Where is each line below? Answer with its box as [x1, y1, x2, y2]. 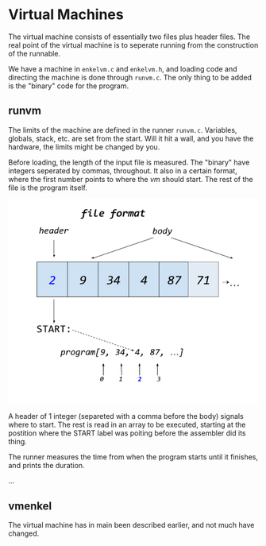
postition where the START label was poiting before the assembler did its [8, 428, 246, 438]
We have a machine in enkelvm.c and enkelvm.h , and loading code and [8, 64, 237, 73]
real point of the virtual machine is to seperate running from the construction [8, 40, 259, 49]
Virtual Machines [8, 6, 125, 24]
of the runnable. [8, 48, 61, 58]
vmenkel [8, 499, 52, 513]
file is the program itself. [8, 183, 87, 192]
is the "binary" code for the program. [8, 81, 129, 91]
